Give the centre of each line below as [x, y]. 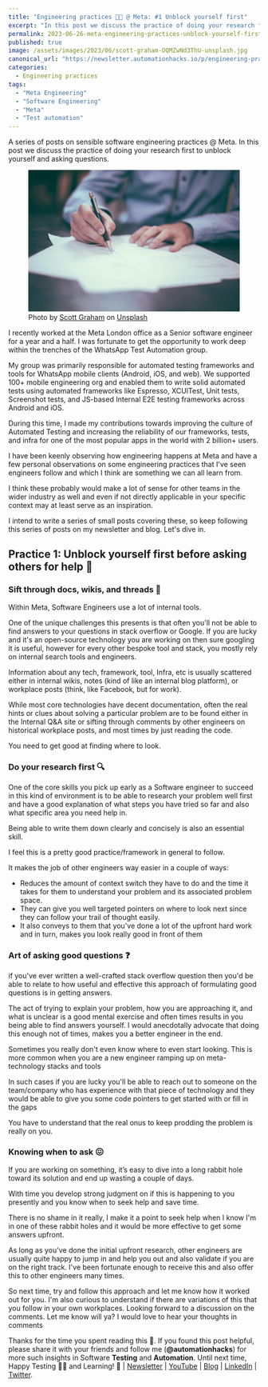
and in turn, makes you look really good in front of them [111, 934]
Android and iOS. [36, 407]
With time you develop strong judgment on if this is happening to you [122, 1193]
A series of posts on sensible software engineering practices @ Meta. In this [134, 142]
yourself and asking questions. [59, 159]
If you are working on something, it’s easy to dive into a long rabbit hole [126, 1169]
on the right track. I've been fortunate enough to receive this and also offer [131, 1267]
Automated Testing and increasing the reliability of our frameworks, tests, [129, 431]
